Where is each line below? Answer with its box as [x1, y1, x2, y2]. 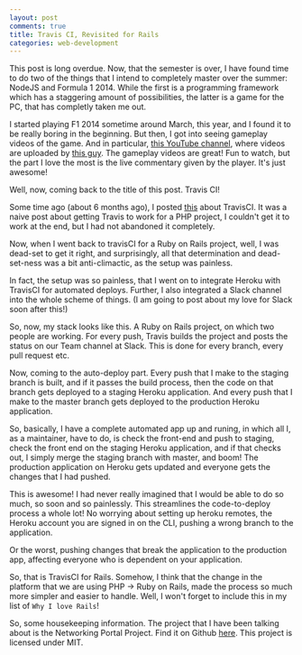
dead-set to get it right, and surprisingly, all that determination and [9, 248, 257, 259]
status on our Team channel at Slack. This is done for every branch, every [9, 340, 284, 352]
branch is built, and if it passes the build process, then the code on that [9, 377, 274, 388]
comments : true [9, 22, 67, 31]
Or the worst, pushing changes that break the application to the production [9, 545, 288, 556]
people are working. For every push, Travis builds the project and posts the [9, 331, 288, 342]
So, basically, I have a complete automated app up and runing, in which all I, [9, 423, 291, 434]
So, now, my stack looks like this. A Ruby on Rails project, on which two [9, 321, 275, 332]
